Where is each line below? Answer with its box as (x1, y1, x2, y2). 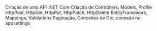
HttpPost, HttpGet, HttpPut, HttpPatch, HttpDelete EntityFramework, (5, 9, 148, 15)
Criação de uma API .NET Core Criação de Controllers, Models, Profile (5, 4, 152, 10)
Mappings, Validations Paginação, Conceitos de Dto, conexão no (5, 15, 141, 20)
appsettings (5, 20, 30, 26)
